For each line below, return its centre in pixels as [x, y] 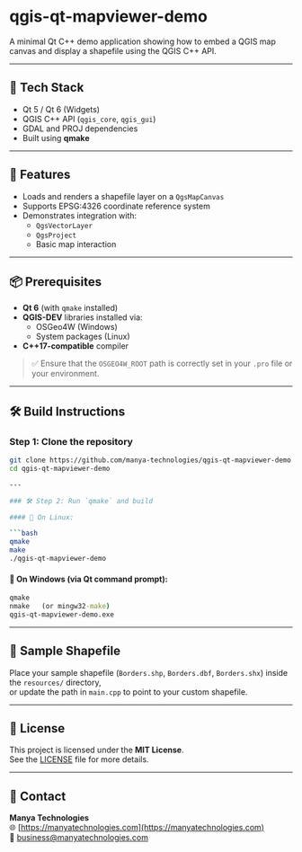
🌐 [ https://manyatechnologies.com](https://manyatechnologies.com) [137, 828]
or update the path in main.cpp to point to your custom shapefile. [129, 692]
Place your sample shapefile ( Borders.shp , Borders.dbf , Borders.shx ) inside [149, 672]
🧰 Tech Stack [47, 88]
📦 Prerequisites [56, 282]
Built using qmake [56, 138]
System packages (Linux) [83, 337]
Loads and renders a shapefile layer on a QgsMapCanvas [123, 196]
